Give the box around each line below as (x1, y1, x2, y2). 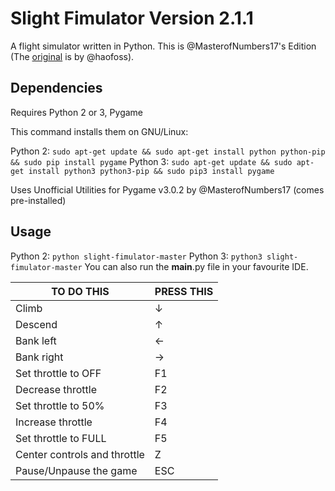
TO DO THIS (51, 284, 110, 298)
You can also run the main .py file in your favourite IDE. (84, 260, 309, 272)
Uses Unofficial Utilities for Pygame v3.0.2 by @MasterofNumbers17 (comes (10, 183, 325, 196)
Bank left (15, 333, 57, 347)
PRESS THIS (154, 284, 214, 298)
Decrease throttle (15, 382, 98, 396)
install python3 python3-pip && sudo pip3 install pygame (28, 166, 275, 176)
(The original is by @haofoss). (10, 50, 135, 62)
